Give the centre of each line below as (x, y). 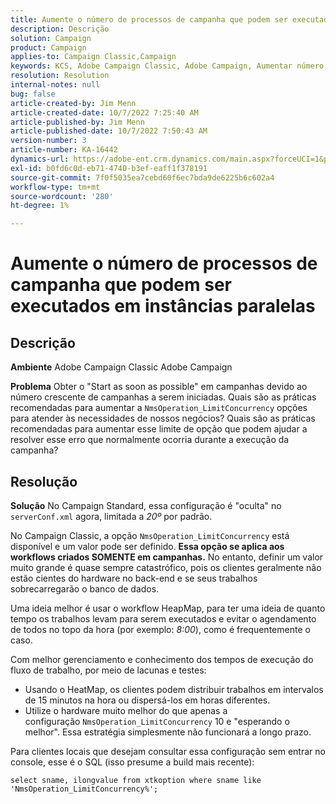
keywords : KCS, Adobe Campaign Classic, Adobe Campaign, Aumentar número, (169, 66)
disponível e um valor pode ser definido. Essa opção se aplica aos (147, 546)
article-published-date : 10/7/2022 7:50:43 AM (109, 131)
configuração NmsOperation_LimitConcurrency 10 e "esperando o (157, 721)
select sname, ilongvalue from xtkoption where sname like (136, 780)
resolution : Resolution (60, 76)
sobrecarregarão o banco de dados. (85, 588)
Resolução (44, 481)
